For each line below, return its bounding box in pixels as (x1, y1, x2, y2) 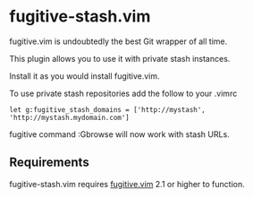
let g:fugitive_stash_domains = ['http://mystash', (9, 105, 206, 114)
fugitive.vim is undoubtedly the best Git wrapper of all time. (9, 36, 228, 47)
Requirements (9, 155, 89, 170)
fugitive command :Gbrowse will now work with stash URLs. (9, 128, 230, 140)
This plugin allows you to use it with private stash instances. (9, 53, 231, 64)
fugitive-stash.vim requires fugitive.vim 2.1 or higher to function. (9, 178, 245, 189)
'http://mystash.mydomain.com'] (9, 113, 130, 122)
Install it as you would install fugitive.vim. (9, 70, 160, 82)
